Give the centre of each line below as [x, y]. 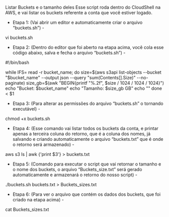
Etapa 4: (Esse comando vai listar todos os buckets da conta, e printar [86, 128]
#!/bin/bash [17, 62]
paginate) [15, 83]
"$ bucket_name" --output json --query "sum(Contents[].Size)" [71, 77]
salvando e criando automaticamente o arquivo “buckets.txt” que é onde [88, 139]
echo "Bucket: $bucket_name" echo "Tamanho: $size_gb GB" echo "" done [84, 88]
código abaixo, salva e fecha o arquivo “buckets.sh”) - [69, 53]
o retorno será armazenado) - [43, 144]
